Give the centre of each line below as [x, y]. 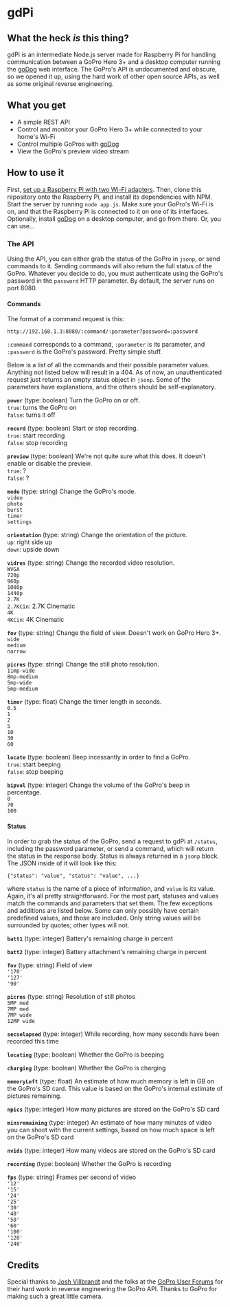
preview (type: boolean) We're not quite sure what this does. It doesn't [106, 456]
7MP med [18, 1009]
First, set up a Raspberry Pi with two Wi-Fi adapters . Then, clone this [104, 189]
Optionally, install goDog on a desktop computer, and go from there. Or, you [114, 219]
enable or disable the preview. [50, 464]
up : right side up [30, 542]
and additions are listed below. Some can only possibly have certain [103, 911]
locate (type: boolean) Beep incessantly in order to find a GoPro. [99, 757]
